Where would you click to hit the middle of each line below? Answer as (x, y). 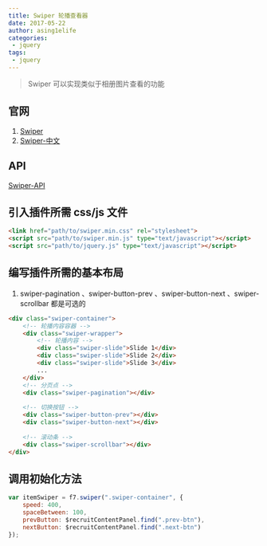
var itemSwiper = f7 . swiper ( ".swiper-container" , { (96, 498)
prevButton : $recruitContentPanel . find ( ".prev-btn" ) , (114, 520)
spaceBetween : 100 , (55, 512)
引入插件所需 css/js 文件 (68, 212)
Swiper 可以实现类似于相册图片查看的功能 (96, 84)
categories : (28, 38)
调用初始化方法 (45, 479)
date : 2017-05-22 (37, 23)
